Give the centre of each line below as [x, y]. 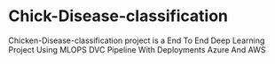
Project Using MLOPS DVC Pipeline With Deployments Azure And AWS [137, 49]
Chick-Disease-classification [118, 16]
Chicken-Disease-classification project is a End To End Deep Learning [137, 40]
